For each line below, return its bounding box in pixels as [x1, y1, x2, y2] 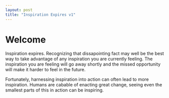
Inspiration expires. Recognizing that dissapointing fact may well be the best [5, 51, 164, 57]
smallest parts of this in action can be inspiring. [5, 87, 104, 93]
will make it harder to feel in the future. [5, 67, 86, 73]
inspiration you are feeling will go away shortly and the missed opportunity [5, 61, 161, 67]
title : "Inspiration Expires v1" [5, 12, 76, 17]
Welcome [5, 34, 46, 45]
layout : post [5, 7, 33, 13]
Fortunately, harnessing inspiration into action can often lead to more [5, 76, 149, 82]
